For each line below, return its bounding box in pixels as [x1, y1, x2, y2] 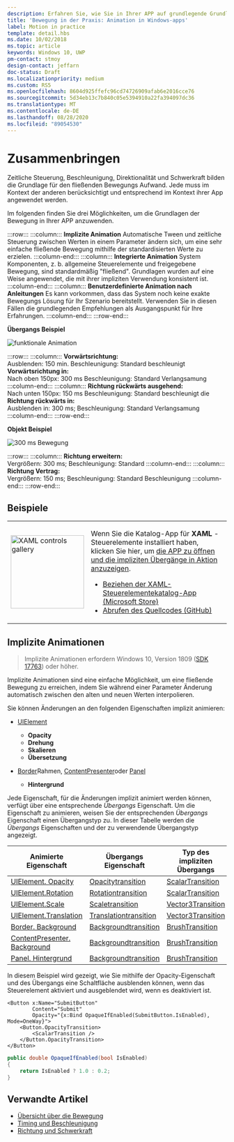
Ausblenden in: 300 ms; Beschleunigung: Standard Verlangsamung [7, 404, 200, 412]
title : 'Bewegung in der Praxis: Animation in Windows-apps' [7, 17, 189, 24]
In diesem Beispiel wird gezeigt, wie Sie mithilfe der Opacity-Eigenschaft [7, 971, 215, 980]
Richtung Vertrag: [7, 467, 61, 475]
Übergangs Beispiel [7, 325, 65, 333]
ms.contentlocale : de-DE [7, 107, 79, 114]
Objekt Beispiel [7, 425, 52, 433]
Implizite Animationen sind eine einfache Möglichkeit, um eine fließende [7, 676, 214, 684]
